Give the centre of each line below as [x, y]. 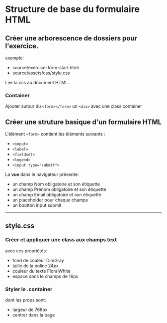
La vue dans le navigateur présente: [42, 174]
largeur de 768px [30, 310]
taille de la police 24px [35, 266]
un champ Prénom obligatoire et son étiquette [59, 189]
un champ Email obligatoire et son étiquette [57, 195]
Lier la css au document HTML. [37, 82]
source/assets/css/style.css [41, 73]
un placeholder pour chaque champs [50, 200]
